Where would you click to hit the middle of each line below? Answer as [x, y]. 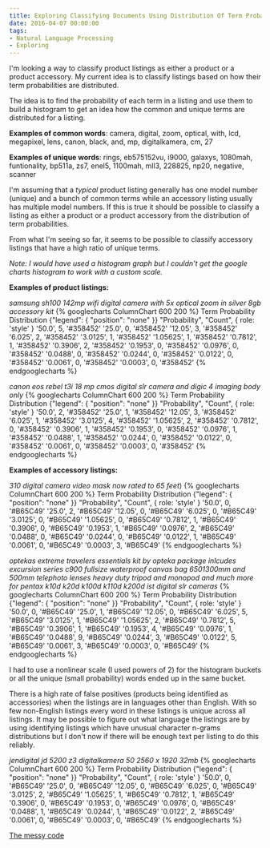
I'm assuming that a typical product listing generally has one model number [134, 190]
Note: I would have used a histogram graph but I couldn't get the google [128, 263]
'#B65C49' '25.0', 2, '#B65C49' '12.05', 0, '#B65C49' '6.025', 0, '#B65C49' [133, 511]
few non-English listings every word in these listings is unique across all [128, 711]
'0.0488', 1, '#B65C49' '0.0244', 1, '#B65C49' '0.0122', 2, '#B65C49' [122, 812]
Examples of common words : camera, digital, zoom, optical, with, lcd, [125, 134]
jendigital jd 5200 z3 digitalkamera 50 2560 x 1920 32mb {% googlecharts [133, 761]
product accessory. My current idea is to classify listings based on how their [135, 77]
